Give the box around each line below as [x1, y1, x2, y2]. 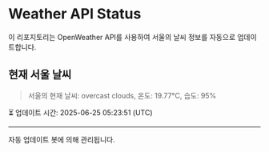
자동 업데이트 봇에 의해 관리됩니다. [8, 134, 115, 144]
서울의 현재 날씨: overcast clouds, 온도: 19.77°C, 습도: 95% [27, 90, 217, 100]
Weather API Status [8, 5, 142, 23]
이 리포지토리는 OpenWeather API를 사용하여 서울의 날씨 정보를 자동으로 [8, 32, 236, 42]
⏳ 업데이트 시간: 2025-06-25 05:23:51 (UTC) [8, 107, 154, 117]
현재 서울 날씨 [8, 68, 72, 82]
